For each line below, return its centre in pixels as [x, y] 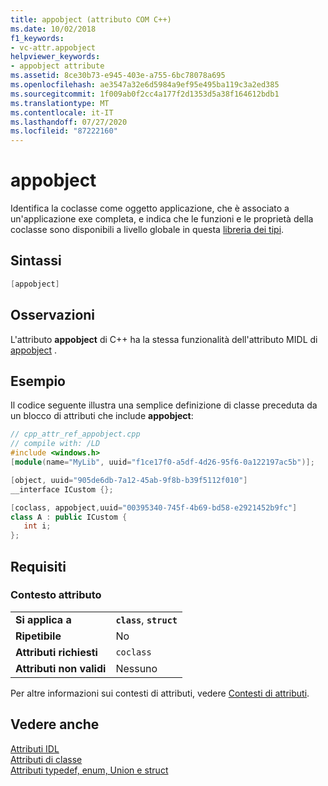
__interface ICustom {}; [62, 489]
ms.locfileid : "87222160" [64, 131]
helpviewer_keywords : [55, 57]
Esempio [38, 381]
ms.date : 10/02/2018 [53, 29]
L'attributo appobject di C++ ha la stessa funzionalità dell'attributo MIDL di [164, 339]
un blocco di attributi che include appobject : [102, 416]
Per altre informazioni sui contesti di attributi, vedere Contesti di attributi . [160, 693]
